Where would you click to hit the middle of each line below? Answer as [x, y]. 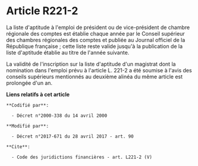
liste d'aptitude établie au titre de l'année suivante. [68, 52]
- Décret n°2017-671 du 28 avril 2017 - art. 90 [73, 136]
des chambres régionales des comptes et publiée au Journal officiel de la [96, 40]
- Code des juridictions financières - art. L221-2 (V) [82, 157]
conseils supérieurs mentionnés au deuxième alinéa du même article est [94, 76]
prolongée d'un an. [29, 83]
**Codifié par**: [28, 105]
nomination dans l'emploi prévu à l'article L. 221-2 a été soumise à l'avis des [99, 70]
